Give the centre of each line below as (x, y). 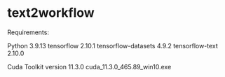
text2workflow (51, 13)
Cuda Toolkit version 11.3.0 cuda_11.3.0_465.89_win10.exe (89, 66)
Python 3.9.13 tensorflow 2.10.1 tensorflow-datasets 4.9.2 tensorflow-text (113, 45)
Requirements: (28, 32)
